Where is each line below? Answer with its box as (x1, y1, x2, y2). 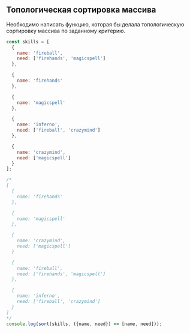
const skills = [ (6, 38, 50, 44)
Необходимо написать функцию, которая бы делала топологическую (6, 20, 185, 28)
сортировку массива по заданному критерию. (6, 27, 126, 34)
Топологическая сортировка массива (6, 5, 156, 15)
